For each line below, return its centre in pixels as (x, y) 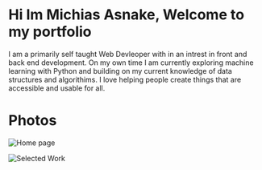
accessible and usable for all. (57, 88)
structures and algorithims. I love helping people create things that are (125, 79)
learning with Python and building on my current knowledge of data (120, 71)
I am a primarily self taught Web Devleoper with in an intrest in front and (128, 54)
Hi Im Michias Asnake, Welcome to (126, 15)
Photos (33, 121)
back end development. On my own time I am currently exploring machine (131, 63)
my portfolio (50, 32)
